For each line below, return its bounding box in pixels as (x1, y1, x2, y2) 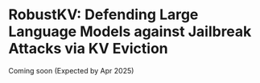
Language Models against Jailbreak (8, 22, 252, 41)
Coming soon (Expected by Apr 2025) (8, 65, 134, 75)
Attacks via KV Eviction (8, 40, 169, 57)
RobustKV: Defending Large (8, 6, 199, 24)
